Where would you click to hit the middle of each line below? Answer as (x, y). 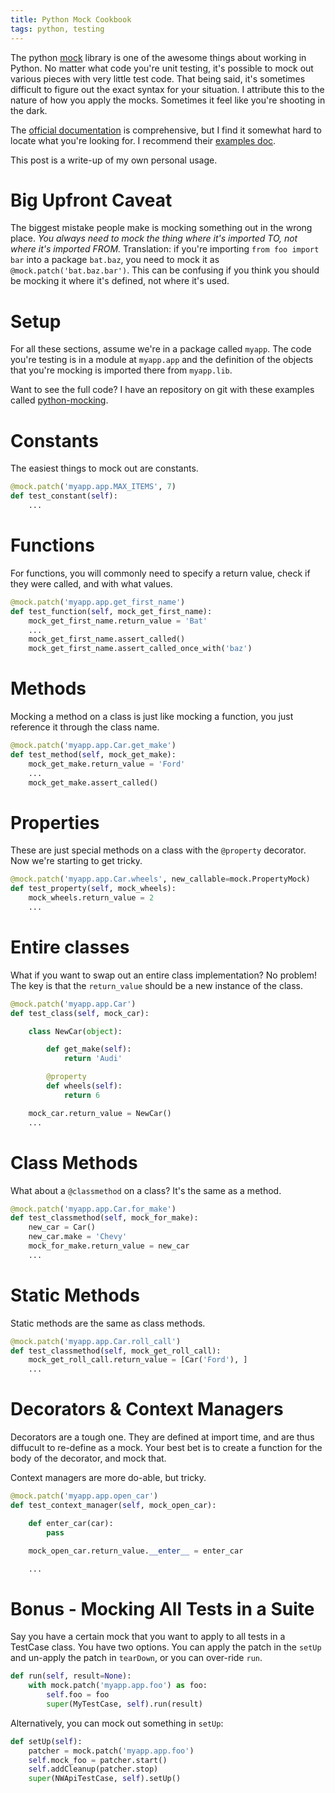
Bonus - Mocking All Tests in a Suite (162, 1608)
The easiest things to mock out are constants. (104, 468)
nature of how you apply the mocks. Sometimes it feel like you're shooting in (168, 100)
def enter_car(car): (71, 1523)
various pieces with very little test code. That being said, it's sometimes (158, 78)
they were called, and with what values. (91, 583)
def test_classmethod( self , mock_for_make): (104, 1218)
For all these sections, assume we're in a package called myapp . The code (161, 349)
